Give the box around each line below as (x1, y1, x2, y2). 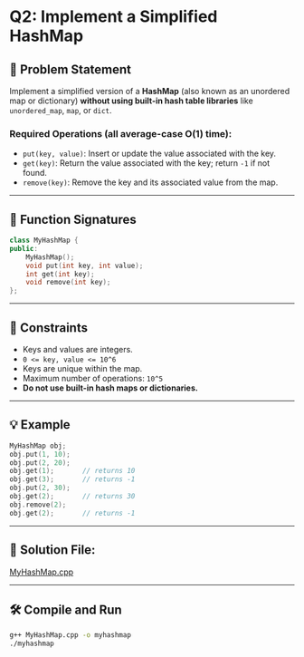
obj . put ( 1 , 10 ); (9, 449, 71, 459)
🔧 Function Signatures (9, 211, 138, 227)
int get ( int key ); (25, 269, 95, 278)
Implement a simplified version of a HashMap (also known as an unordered (9, 86, 290, 96)
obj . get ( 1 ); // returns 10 (9, 467, 136, 476)
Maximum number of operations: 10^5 (22, 373, 164, 384)
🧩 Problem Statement (9, 62, 132, 77)
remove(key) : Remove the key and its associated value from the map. (22, 177, 279, 188)
